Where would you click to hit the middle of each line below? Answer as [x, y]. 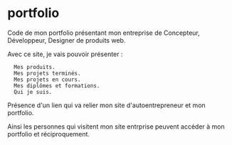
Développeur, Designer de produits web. [67, 40]
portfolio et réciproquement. [49, 134]
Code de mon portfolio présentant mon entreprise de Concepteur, [104, 33]
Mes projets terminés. [47, 73]
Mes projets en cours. [47, 80]
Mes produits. [35, 67]
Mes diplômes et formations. [57, 86]
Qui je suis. [33, 92]
